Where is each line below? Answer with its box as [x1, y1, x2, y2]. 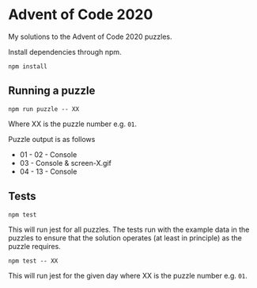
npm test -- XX [8, 256, 59, 265]
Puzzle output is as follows [8, 134, 96, 144]
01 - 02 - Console [19, 149, 77, 159]
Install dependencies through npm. [8, 47, 122, 56]
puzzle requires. [8, 241, 61, 251]
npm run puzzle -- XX [8, 105, 80, 113]
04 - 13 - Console [19, 167, 77, 176]
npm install [8, 62, 47, 71]
